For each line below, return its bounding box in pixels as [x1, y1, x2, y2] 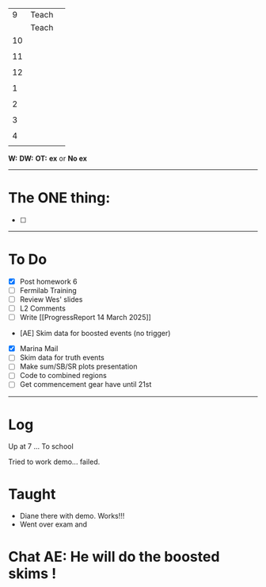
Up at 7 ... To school [8, 442, 74, 451]
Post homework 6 [19, 276, 78, 286]
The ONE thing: [8, 189, 111, 207]
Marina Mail [19, 344, 59, 353]
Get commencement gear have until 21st [19, 380, 152, 389]
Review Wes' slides [19, 295, 83, 304]
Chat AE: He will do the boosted [8, 547, 220, 566]
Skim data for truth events [19, 353, 104, 362]
